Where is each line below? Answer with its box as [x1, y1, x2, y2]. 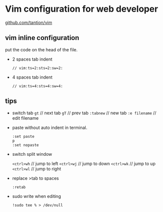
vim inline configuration [5, 34, 79, 42]
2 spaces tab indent [12, 56, 52, 62]
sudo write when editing [12, 193, 61, 199]
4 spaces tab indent [12, 74, 53, 80]
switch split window [12, 151, 52, 157]
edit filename [12, 115, 39, 121]
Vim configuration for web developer [5, 3, 158, 15]
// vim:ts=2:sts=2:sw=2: [12, 65, 63, 70]
